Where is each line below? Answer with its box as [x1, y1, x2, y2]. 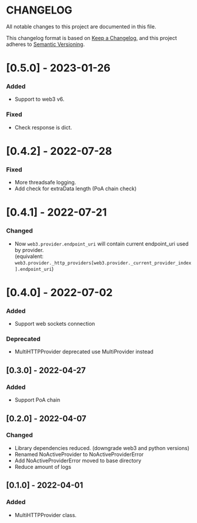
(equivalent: [14, 253, 44, 260]
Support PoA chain [14, 396, 61, 403]
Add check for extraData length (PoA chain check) [14, 185, 137, 192]
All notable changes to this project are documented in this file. [6, 23, 156, 30]
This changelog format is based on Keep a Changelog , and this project [6, 34, 178, 41]
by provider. [14, 246, 44, 253]
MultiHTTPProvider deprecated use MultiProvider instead [14, 348, 154, 355]
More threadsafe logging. [14, 179, 76, 186]
